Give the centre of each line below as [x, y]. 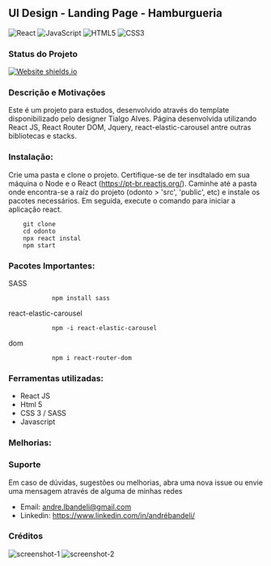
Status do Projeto [43, 54]
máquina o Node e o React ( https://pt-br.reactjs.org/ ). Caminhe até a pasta [133, 183]
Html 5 [31, 405]
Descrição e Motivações [57, 92]
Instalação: [31, 157]
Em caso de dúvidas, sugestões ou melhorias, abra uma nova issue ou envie [135, 482]
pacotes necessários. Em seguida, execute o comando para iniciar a [122, 200]
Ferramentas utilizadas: [56, 378]
